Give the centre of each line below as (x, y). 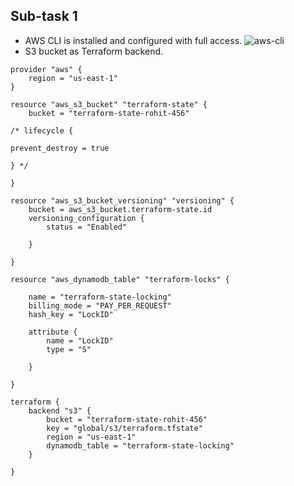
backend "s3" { (60, 410)
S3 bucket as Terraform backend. (94, 51)
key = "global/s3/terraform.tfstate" (124, 428)
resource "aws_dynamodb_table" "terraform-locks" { (120, 279)
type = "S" (69, 349)
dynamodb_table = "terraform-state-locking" (140, 445)
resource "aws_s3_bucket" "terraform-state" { (109, 104)
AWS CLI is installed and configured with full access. (133, 40)
